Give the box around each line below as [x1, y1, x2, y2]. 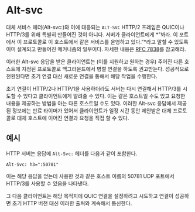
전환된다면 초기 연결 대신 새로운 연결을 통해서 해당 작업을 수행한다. [6, 73, 158, 80]
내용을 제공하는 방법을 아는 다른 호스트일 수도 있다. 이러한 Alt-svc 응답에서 [6, 100, 176, 107]
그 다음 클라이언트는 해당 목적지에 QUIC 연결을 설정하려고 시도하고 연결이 [6, 192, 174, 199]
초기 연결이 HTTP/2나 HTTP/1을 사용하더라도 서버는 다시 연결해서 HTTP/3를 [6, 85, 182, 92]
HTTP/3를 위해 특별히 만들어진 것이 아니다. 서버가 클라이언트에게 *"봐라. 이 [6, 30, 178, 38]
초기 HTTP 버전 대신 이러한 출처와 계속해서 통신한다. [12, 200, 132, 207]
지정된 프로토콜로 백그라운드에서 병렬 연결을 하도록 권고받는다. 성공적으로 [21, 65, 189, 72]
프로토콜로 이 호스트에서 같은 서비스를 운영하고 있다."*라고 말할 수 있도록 [23, 38, 189, 45]
